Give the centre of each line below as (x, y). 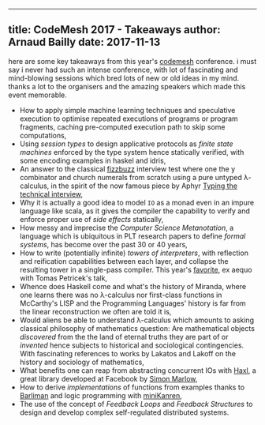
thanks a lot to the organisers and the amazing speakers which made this (127, 86)
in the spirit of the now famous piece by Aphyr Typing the (144, 186)
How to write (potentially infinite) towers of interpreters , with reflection (134, 253)
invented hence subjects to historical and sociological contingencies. (132, 345)
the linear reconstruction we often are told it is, (95, 311)
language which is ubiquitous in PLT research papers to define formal (132, 236)
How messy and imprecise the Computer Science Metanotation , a (127, 228)
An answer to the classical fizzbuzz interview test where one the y (127, 169)
